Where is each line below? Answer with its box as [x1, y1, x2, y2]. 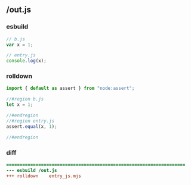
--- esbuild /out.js [6, 167, 58, 173]
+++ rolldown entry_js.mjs [6, 173, 82, 179]
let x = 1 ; [6, 102, 33, 108]
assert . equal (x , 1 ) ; [6, 123, 58, 130]
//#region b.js [6, 96, 44, 102]
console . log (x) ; [6, 58, 47, 64]
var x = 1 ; [6, 42, 33, 48]
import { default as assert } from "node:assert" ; [6, 86, 135, 92]
